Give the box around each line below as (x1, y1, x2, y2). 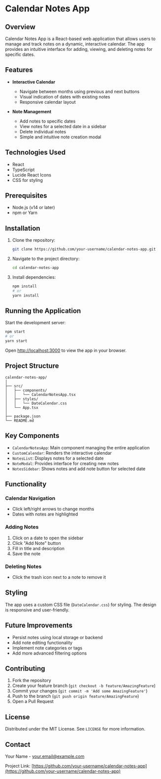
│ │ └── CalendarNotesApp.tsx (5, 392, 76, 397)
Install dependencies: (12, 274, 56, 280)
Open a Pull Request (12, 698, 54, 704)
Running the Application (5, 307, 81, 315)
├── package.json (5, 414, 41, 419)
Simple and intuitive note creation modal (19, 134, 101, 140)
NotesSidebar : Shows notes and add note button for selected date (12, 466, 146, 472)
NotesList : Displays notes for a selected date (12, 455, 104, 461)
